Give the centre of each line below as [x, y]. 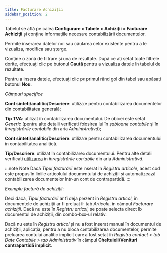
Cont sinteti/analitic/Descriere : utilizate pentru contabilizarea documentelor [83, 103]
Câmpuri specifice [24, 94]
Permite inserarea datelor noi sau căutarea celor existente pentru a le [76, 43]
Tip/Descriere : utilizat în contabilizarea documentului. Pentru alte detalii [79, 153]
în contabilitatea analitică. [31, 144]
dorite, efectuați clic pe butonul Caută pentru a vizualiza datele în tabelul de [83, 64]
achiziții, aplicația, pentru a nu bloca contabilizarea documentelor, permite [81, 229]
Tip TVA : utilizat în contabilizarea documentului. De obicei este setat [75, 118]
